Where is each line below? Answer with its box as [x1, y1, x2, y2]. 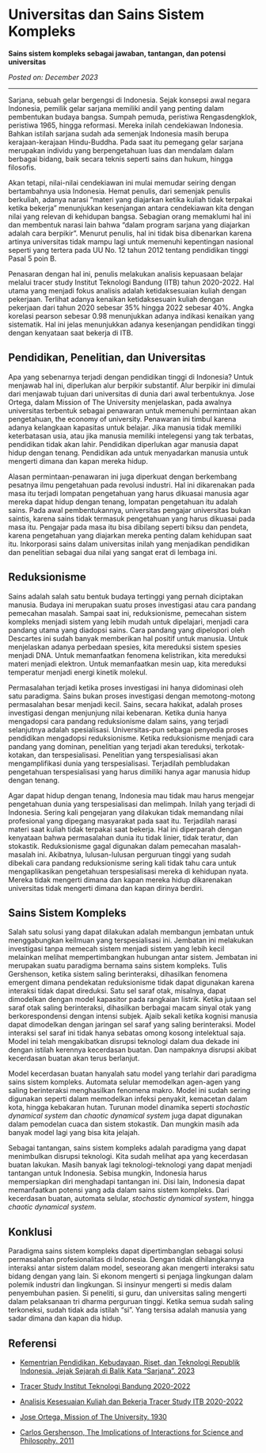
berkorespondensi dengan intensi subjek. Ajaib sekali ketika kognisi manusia [8, 1011, 258, 1021]
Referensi [8, 1336, 57, 1350]
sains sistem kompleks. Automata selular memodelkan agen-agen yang [8, 1077, 241, 1087]
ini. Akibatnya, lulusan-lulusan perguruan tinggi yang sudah [36, 850, 231, 859]
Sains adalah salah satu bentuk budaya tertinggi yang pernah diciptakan [8, 591, 244, 601]
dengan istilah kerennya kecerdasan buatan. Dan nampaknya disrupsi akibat [8, 1045, 257, 1055]
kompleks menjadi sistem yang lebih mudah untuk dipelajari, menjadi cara [8, 617, 249, 626]
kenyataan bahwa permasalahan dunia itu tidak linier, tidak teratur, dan [8, 832, 239, 842]
